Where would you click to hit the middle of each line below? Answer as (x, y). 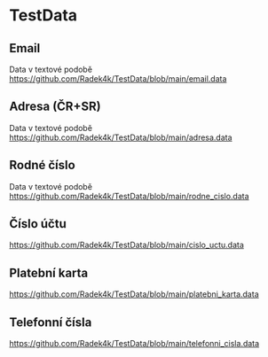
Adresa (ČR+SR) (55, 107)
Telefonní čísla (51, 322)
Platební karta (49, 272)
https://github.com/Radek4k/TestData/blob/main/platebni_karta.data (134, 294)
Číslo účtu (38, 224)
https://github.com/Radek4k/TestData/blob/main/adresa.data (121, 137)
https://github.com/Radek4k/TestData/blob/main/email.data (118, 79)
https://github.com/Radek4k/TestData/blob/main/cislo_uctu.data (126, 245)
